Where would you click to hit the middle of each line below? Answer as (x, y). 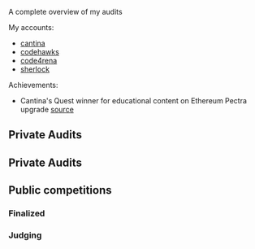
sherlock (35, 69)
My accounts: (31, 27)
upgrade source (47, 109)
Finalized (27, 213)
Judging (25, 235)
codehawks (39, 52)
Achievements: (33, 85)
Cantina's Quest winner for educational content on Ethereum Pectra (134, 100)
